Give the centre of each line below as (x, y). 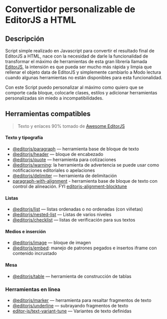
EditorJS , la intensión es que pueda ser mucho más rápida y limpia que (79, 67)
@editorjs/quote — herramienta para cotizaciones (64, 159)
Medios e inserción (26, 231)
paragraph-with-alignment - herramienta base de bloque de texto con (85, 181)
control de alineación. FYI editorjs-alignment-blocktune (70, 187)
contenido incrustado (34, 253)
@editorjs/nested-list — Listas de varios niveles (62, 215)
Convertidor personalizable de (70, 9)
